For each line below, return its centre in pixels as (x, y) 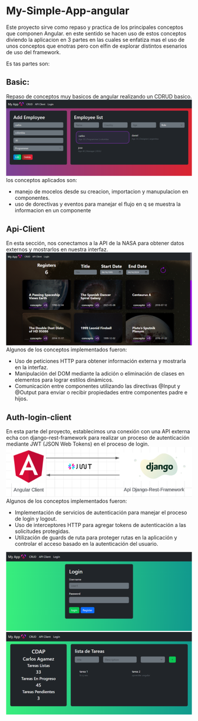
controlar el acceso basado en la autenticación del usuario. (86, 544)
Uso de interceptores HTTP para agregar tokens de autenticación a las (100, 525)
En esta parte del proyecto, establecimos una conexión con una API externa (98, 432)
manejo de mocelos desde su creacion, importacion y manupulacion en (101, 192)
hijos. (21, 399)
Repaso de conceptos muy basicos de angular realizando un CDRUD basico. (99, 96)
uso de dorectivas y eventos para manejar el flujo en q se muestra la (98, 204)
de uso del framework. (34, 52)
